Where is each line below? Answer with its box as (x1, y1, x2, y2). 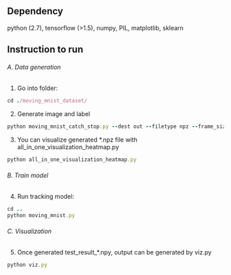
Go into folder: (16, 84, 58, 92)
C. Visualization (7, 227, 52, 235)
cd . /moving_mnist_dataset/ (7, 98, 88, 104)
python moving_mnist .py (7, 212, 76, 219)
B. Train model (7, 171, 49, 179)
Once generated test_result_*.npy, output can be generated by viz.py (16, 248, 212, 256)
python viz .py (7, 261, 48, 269)
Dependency (7, 5, 63, 17)
